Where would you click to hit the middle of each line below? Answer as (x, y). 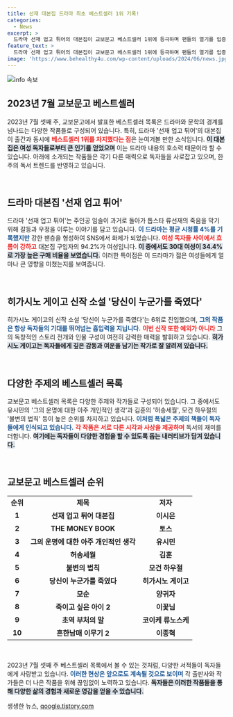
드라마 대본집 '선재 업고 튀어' (65, 202)
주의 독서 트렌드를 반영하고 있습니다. (56, 165)
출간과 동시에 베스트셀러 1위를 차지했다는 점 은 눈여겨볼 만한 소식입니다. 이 (113, 139)
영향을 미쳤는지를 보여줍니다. (66, 264)
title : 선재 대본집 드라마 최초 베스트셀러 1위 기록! (74, 14)
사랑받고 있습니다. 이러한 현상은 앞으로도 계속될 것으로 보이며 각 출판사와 (117, 674)
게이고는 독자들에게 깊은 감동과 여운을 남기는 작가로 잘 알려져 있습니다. (114, 346)
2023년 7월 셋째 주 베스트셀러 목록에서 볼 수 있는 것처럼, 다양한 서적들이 (105, 665)
